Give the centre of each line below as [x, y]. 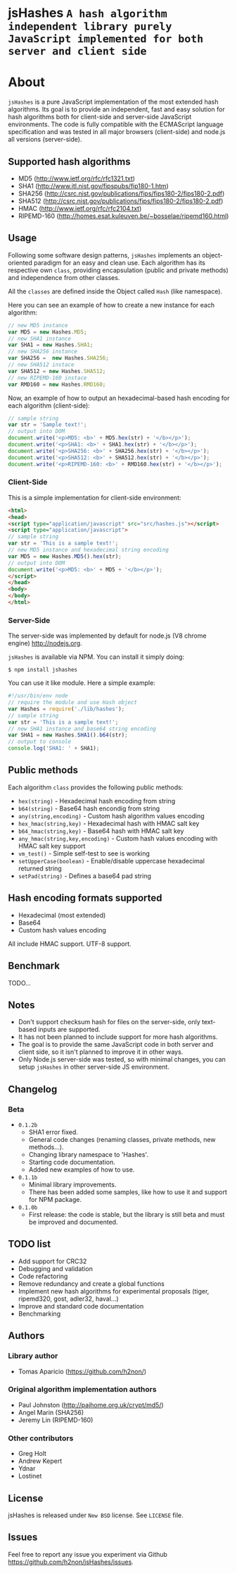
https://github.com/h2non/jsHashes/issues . [71, 1562]
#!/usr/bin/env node [38, 696]
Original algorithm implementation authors [82, 1390]
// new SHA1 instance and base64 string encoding [82, 729]
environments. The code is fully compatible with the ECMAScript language [116, 124]
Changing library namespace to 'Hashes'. [88, 1155]
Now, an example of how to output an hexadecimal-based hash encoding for [119, 398]
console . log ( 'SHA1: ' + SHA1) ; [54, 748]
